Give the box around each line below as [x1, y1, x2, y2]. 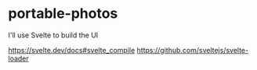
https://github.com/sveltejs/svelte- [136, 45, 249, 54]
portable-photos [8, 5, 118, 23]
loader [8, 54, 29, 63]
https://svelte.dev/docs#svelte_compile [8, 45, 136, 54]
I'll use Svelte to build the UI [8, 30, 99, 40]
